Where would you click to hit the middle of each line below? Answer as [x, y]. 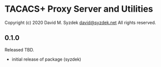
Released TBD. [20, 49]
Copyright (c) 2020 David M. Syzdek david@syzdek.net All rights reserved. [80, 22]
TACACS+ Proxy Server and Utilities [79, 9]
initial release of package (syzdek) [46, 59]
